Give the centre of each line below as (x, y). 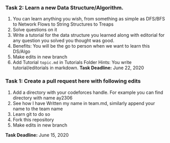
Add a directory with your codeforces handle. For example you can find (88, 92)
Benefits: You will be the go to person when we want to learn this (81, 46)
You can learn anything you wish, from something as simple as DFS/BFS (89, 19)
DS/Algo (22, 52)
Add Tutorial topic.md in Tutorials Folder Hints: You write (72, 63)
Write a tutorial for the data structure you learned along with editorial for (89, 35)
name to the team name (38, 109)
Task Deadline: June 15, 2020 (37, 135)
